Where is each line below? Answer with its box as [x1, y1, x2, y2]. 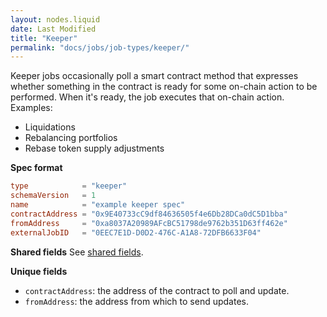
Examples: [10, 102, 53, 114]
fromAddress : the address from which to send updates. [24, 295, 249, 307]
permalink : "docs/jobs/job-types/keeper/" [10, 42, 190, 53]
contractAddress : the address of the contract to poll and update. [24, 284, 290, 296]
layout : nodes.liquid [10, 14, 101, 25]
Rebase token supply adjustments [24, 142, 165, 155]
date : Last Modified [10, 24, 97, 34]
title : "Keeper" [10, 33, 78, 43]
